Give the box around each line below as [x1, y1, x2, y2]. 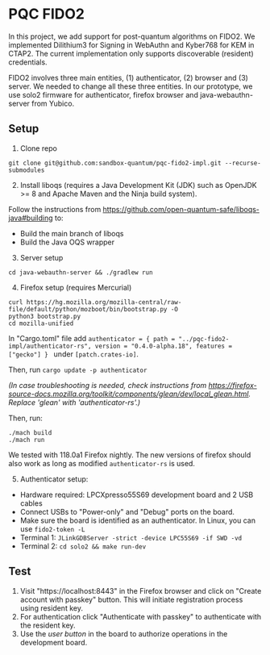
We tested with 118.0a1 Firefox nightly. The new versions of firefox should [8, 449, 251, 460]
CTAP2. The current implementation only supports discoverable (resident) [8, 48, 254, 58]
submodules [8, 166, 45, 174]
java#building [8, 213, 54, 223]
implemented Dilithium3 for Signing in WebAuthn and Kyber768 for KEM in [8, 40, 255, 49]
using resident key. [19, 603, 83, 613]
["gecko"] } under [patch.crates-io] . [8, 348, 139, 359]
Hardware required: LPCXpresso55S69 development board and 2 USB [19, 490, 254, 499]
